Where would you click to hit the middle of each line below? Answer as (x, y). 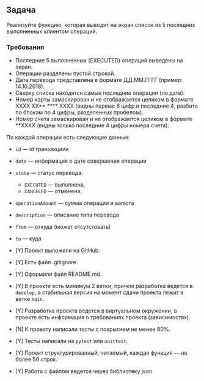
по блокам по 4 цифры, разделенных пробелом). (79, 113)
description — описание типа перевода (67, 215)
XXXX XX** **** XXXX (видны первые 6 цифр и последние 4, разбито (107, 106)
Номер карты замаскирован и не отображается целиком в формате (104, 100)
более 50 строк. (36, 360)
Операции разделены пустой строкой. (65, 73)
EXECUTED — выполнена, (55, 185)
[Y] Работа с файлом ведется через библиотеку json (84, 371)
